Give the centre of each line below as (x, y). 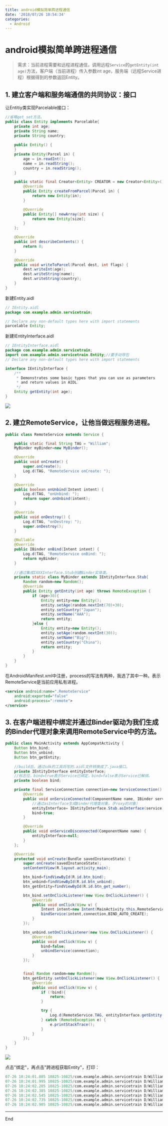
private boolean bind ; (38, 780)
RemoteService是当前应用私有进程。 (43, 682)
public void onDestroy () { (42, 517)
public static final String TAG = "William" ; (62, 443)
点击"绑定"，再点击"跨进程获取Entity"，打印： (52, 1067)
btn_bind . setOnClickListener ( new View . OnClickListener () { (86, 895)
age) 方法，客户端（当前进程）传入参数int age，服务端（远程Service (87, 71)
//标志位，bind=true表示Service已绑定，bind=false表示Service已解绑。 (83, 776)
